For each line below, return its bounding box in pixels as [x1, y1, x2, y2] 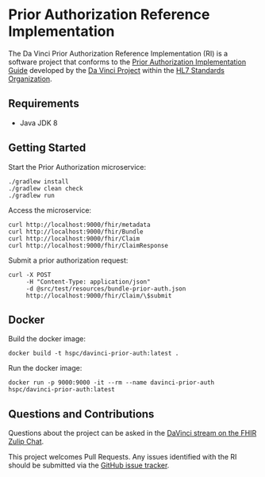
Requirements [8, 97, 79, 110]
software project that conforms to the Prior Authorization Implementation [8, 57, 247, 67]
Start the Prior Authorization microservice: [8, 162, 147, 171]
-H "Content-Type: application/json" [25, 278, 151, 286]
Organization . [8, 74, 53, 83]
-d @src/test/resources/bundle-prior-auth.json [25, 284, 186, 293]
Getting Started [8, 141, 86, 155]
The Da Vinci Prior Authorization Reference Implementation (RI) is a [8, 48, 229, 58]
